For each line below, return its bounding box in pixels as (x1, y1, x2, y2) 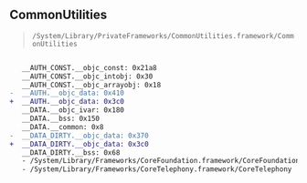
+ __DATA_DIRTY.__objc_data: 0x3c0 (9, 139, 149, 148)
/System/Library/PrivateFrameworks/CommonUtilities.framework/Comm (31, 31, 294, 40)
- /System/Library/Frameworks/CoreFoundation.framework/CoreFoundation (21, 157, 301, 166)
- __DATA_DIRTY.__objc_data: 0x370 (9, 131, 149, 140)
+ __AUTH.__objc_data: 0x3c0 (9, 97, 125, 107)
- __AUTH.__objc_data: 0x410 (9, 88, 125, 98)
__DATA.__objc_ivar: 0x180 (21, 106, 125, 115)
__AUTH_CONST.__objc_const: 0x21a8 (21, 63, 157, 72)
